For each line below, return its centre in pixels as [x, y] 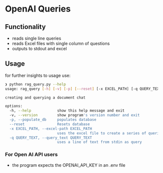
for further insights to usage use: [38, 75]
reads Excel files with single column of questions [61, 43]
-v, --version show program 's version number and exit [74, 115]
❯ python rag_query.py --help [36, 84]
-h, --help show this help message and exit [67, 111]
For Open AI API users [32, 155]
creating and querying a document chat [45, 98]
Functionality [25, 27]
